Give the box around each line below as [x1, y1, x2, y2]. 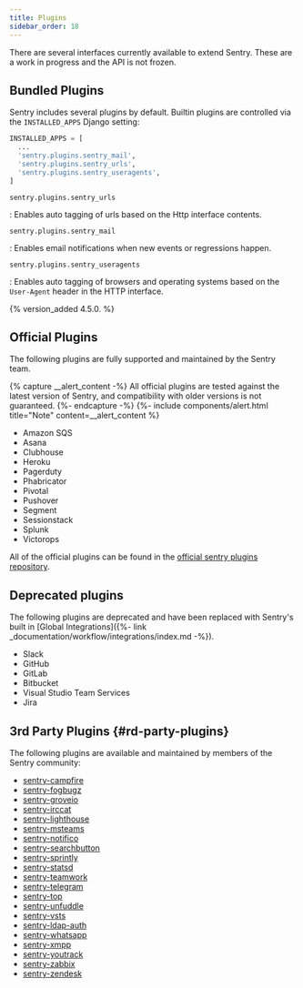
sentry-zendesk [22, 968, 83, 979]
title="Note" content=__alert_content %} [9, 410, 160, 421]
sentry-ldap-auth [22, 920, 87, 931]
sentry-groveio [22, 794, 79, 805]
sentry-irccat [22, 804, 72, 814]
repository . [9, 561, 50, 572]
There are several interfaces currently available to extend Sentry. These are [9, 46, 293, 57]
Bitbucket [22, 678, 59, 689]
